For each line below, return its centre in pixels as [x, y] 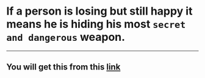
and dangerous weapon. [66, 37]
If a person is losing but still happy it [99, 11]
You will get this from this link [63, 67]
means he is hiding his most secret [96, 24]
